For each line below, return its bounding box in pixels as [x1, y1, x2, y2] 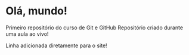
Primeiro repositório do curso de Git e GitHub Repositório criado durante [5, 24, 183, 31]
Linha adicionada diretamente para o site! [5, 42, 108, 49]
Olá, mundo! [5, 4, 68, 18]
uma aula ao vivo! [5, 30, 49, 37]
